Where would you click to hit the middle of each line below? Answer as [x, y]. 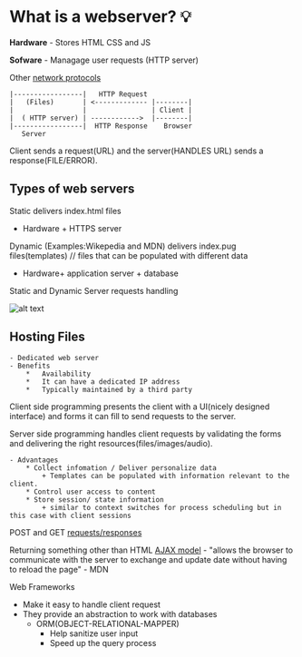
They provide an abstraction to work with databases [120, 613]
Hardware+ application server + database [101, 273]
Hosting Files [48, 337]
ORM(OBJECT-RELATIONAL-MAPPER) [107, 623]
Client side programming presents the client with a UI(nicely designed [140, 407]
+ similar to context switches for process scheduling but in [162, 507]
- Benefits [30, 366]
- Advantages [34, 460]
